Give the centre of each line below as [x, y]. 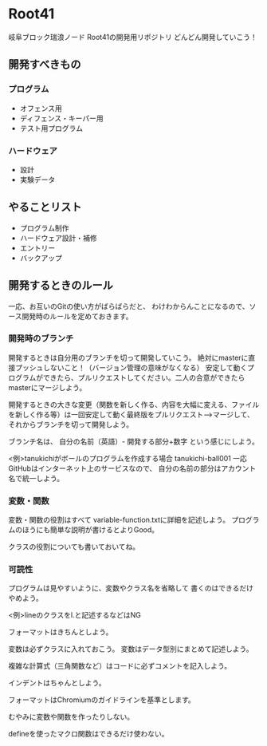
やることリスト [45, 207]
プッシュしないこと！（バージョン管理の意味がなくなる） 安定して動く [131, 367]
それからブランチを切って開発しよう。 [71, 424]
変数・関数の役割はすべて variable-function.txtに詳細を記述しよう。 [119, 520]
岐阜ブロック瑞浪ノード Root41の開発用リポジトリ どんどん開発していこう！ [133, 37]
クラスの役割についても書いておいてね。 [74, 547]
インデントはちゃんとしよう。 [57, 683]
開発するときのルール [61, 285]
